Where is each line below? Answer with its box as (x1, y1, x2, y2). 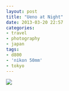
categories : (6, 24, 35, 31)
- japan (6, 41, 25, 47)
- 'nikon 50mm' (6, 57, 43, 63)
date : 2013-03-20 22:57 (6, 19, 64, 25)
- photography (6, 36, 41, 41)
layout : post (6, 8, 38, 15)
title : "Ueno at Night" (6, 14, 64, 20)
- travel (6, 30, 27, 36)
